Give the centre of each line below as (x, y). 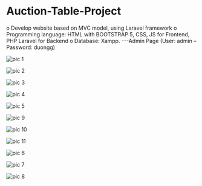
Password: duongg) (31, 47)
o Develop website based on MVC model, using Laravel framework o (92, 28)
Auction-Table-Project (64, 11)
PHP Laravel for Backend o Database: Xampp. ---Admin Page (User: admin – (101, 41)
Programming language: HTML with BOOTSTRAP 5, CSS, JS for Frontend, (98, 34)
